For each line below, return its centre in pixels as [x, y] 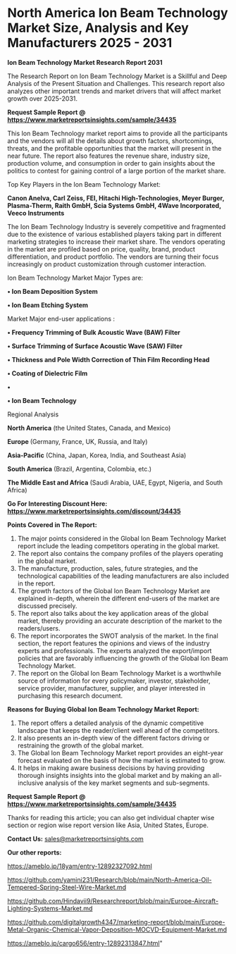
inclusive [30, 783]
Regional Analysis [33, 414]
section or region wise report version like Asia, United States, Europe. [108, 825]
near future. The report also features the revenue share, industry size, [108, 156]
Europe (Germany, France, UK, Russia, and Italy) [77, 441]
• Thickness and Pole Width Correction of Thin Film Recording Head [108, 359]
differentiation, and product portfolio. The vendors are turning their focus [113, 256]
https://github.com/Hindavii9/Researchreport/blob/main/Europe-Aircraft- [113, 900]
